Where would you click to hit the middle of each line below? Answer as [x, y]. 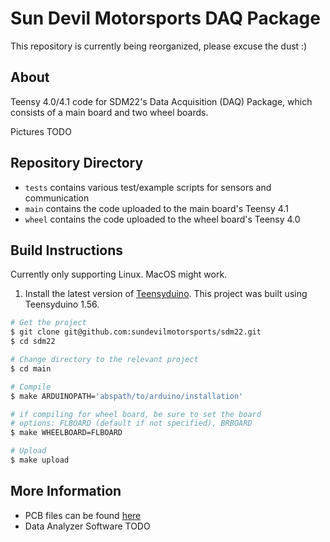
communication [57, 198]
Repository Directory [77, 163]
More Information [66, 491]
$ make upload [40, 460]
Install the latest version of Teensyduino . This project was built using [166, 294]
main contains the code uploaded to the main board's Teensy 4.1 [156, 208]
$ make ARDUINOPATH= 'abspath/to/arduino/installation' [127, 396]
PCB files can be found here [83, 515]
